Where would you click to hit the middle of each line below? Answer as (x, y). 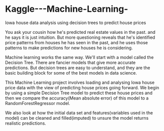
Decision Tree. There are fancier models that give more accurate (70, 62)
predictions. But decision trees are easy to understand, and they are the (78, 68)
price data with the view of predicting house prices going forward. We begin (82, 87)
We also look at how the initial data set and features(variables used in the (79, 113)
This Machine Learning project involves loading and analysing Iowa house (80, 82)
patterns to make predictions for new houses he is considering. (69, 48)
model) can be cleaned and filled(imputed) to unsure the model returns (77, 118)
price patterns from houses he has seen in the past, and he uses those (77, 42)
